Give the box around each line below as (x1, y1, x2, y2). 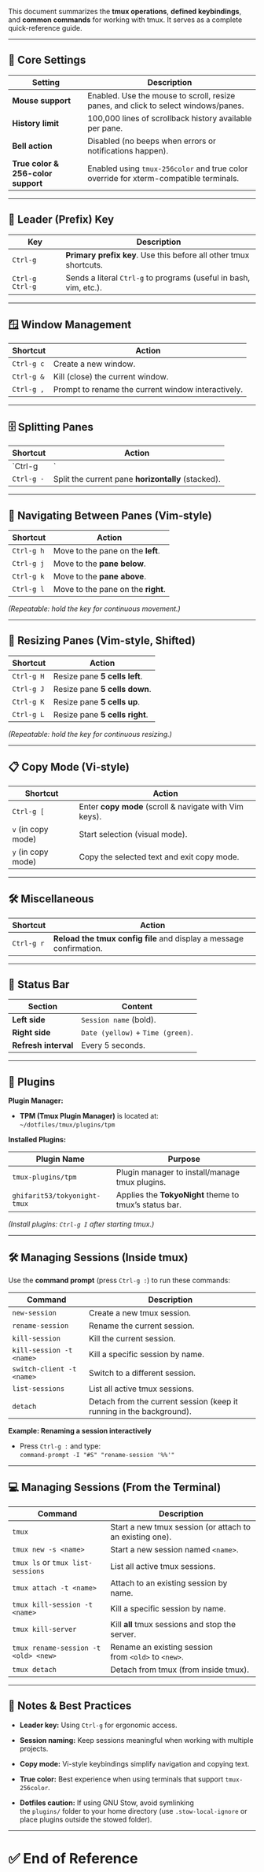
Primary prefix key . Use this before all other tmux (65, 250, 250, 261)
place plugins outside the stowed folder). (19, 1815, 152, 1824)
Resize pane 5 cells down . (53, 683, 152, 694)
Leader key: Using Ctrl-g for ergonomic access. (19, 1720, 178, 1730)
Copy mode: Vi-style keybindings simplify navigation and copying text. (19, 1759, 250, 1768)
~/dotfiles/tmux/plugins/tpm (19, 1121, 115, 1129)
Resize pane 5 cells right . (53, 708, 148, 720)
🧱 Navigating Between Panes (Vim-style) (8, 509, 212, 522)
